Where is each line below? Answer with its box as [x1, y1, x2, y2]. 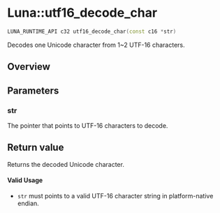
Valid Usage [7, 176, 43, 184]
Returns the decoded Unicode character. [7, 160, 124, 168]
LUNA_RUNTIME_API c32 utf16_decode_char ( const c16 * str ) [7, 28, 177, 35]
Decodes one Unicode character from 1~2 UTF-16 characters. [7, 41, 185, 49]
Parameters [7, 85, 59, 96]
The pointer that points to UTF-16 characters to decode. [7, 121, 168, 130]
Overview [7, 61, 51, 73]
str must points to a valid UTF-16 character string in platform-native [17, 191, 214, 200]
